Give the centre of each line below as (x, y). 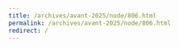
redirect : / (28, 30)
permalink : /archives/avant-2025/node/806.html (90, 23)
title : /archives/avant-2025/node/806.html (83, 16)
